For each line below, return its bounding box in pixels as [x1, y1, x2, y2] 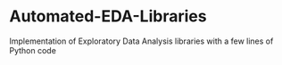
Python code [9, 45, 56, 55]
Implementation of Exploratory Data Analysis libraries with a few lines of [9, 36, 274, 46]
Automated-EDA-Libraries [9, 6, 207, 27]
